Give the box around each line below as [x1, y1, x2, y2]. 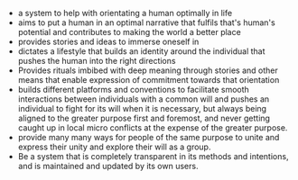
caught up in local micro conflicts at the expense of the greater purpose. [17, 122, 288, 133]
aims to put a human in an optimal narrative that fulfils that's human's [17, 17, 275, 28]
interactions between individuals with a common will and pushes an [17, 94, 270, 104]
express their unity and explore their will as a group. [17, 141, 211, 152]
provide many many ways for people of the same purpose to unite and [17, 132, 280, 142]
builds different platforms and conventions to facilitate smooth [17, 85, 250, 94]
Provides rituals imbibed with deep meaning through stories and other [17, 65, 278, 76]
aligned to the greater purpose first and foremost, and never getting [17, 112, 271, 123]
